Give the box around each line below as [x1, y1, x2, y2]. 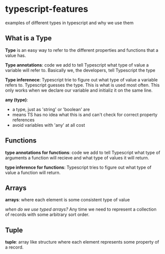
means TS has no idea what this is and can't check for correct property [12, 111, 158, 117]
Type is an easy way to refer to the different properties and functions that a [5, 47, 159, 53]
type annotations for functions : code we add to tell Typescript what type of [5, 149, 161, 155]
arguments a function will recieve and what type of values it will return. [5, 154, 149, 161]
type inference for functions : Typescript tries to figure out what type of [5, 164, 152, 170]
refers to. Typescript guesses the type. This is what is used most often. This [5, 82, 160, 88]
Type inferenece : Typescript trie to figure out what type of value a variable [5, 76, 158, 82]
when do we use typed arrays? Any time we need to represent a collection [5, 206, 157, 213]
